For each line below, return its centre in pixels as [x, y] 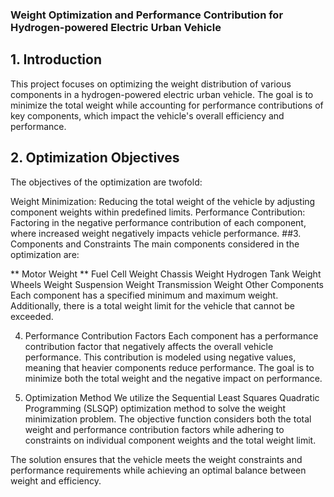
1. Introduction [56, 59]
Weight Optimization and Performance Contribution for [147, 15]
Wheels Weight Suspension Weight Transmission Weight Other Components [167, 284]
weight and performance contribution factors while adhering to [154, 429]
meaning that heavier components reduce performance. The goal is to [169, 367]
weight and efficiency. [56, 480]
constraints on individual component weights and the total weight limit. [170, 440]
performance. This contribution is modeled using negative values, [160, 357]
